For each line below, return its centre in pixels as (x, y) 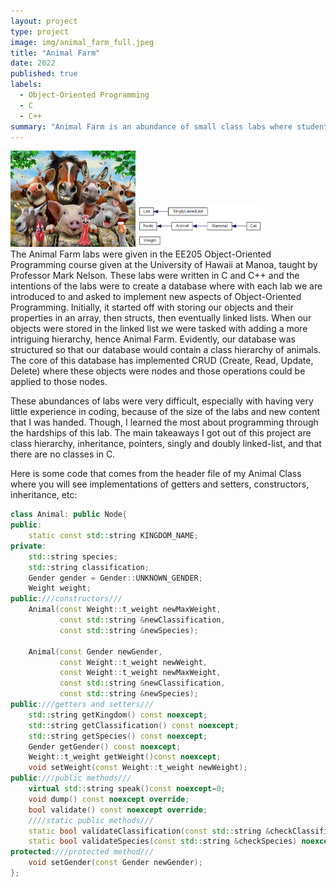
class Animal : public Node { (69, 515)
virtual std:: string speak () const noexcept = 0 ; (127, 789)
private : (28, 546)
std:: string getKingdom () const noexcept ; (118, 715)
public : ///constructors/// (66, 599)
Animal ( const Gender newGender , (95, 651)
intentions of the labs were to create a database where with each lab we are (166, 286)
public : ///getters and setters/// (82, 705)
